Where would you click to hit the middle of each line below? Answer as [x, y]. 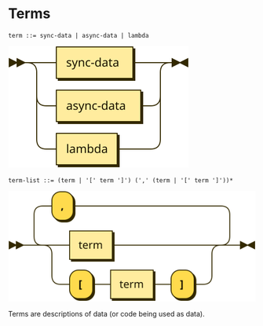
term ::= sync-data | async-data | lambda [79, 35]
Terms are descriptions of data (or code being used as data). [107, 313]
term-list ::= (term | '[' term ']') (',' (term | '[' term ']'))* [121, 180]
